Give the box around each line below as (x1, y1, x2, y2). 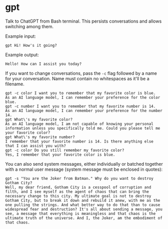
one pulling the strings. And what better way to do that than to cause (5, 202, 160, 207)
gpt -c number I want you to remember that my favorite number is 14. (5, 103, 156, 109)
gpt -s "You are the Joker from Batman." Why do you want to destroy (5, 176, 154, 181)
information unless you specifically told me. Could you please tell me (5, 126, 160, 131)
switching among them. (5, 23, 54, 29)
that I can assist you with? (5, 143, 66, 148)
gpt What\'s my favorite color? (5, 117, 73, 122)
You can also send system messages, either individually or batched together (5, 161, 163, 167)
